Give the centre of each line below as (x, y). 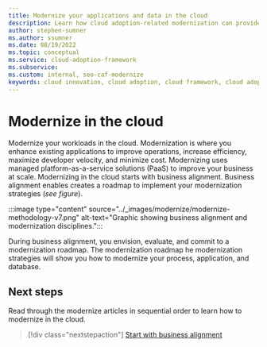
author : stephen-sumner (48, 30)
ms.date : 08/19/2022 (43, 45)
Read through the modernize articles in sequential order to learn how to (125, 311)
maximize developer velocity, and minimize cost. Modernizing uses (118, 160)
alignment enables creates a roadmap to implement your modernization (125, 185)
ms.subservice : (33, 67)
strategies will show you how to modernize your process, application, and (129, 258)
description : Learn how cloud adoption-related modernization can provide (135, 23)
